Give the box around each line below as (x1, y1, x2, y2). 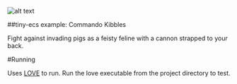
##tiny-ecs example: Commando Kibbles (7, 20, 127, 28)
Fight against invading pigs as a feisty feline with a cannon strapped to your (7, 34, 228, 42)
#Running (7, 55, 35, 64)
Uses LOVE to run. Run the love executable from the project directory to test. (7, 69, 231, 77)
